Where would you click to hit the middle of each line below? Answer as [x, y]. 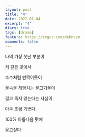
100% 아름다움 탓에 [24, 119]
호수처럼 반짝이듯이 [24, 77]
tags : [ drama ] [20, 33]
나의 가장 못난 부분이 [25, 56]
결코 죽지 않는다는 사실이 [29, 98]
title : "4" [16, 14]
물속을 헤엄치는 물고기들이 [30, 88]
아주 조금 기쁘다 [20, 108]
